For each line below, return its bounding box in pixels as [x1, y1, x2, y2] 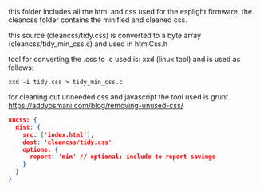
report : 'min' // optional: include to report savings [29, 153, 216, 161]
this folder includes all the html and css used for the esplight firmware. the [8, 7, 253, 16]
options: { [22, 145, 59, 153]
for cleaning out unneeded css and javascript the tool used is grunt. [8, 92, 230, 102]
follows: [8, 63, 34, 72]
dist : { [15, 123, 41, 131]
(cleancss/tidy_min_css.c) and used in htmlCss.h [8, 39, 168, 48]
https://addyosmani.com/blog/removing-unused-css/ [8, 101, 183, 110]
